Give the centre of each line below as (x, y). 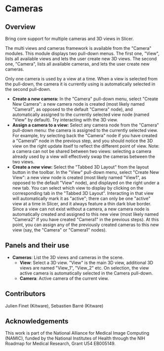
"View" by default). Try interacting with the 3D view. (65, 120)
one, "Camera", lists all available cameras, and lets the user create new (77, 64)
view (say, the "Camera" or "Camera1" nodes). (60, 230)
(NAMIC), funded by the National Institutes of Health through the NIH (75, 338)
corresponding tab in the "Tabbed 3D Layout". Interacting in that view (83, 193)
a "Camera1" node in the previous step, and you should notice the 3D (82, 141)
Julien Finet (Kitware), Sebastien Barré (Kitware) (54, 306)
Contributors (25, 294)
